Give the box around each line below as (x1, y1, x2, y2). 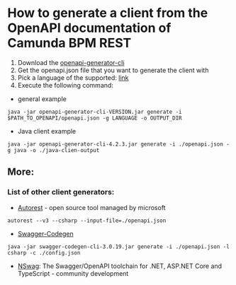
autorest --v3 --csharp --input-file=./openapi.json (7, 217, 167, 224)
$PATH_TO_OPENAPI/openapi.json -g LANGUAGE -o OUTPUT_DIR (7, 115, 182, 122)
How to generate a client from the (7, 5, 208, 21)
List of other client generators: (7, 187, 115, 197)
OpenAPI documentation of (7, 20, 172, 36)
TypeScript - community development (17, 269, 129, 277)
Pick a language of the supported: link (17, 73, 129, 82)
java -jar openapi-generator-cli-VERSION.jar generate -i (7, 108, 182, 115)
